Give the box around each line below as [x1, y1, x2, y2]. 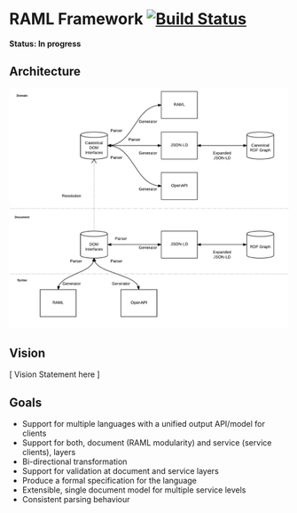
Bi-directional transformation [21, 456, 128, 467]
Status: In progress [9, 38, 82, 49]
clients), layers [21, 446, 76, 457]
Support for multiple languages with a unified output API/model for [21, 418, 266, 429]
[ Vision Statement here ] [9, 369, 100, 380]
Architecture [9, 64, 82, 79]
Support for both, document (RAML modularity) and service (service [21, 437, 272, 448]
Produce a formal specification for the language [21, 475, 198, 485]
